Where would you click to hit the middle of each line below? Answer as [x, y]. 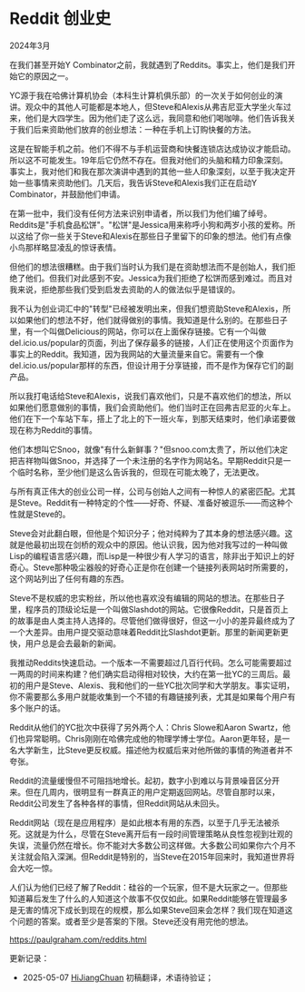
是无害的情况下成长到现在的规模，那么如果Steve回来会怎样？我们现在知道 [148, 909]
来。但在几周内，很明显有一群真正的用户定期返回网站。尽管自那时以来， [144, 791]
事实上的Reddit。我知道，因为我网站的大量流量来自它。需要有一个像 [137, 354]
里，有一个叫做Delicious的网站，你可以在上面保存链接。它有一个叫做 [138, 331]
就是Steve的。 [44, 514]
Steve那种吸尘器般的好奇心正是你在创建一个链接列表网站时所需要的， [163, 567]
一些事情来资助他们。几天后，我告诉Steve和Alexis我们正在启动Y [137, 182]
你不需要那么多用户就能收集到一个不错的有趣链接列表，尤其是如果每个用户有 [152, 696]
